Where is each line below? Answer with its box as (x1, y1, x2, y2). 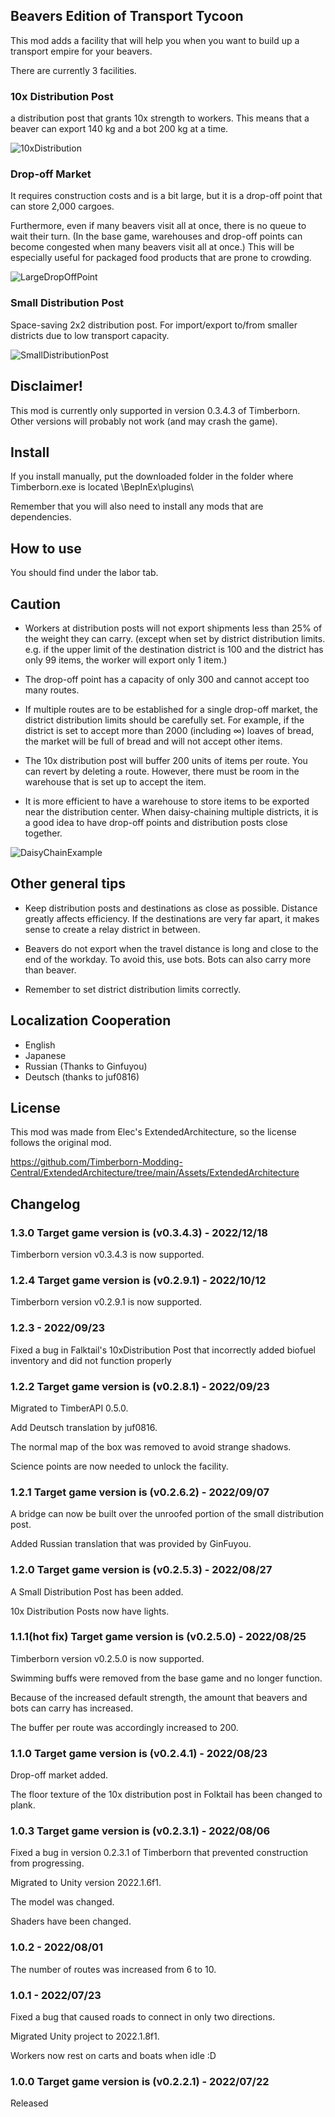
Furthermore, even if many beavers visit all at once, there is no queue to (10, 220, 307, 232)
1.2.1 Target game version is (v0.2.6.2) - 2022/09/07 (10, 1485, 270, 1499)
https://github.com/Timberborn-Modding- (10, 1156, 183, 1168)
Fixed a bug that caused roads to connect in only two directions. (10, 2011, 276, 2023)
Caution (10, 595, 62, 613)
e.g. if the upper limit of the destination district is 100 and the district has (24, 643, 324, 655)
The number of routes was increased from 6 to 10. (10, 1963, 217, 1975)
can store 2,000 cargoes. (10, 200, 115, 213)
